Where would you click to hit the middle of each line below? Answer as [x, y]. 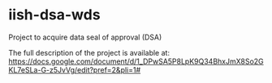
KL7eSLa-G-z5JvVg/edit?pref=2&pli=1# [75, 69]
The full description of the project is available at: [89, 52]
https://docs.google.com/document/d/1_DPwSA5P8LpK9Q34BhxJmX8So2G [136, 61]
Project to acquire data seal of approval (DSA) [85, 37]
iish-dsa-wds [54, 15]
